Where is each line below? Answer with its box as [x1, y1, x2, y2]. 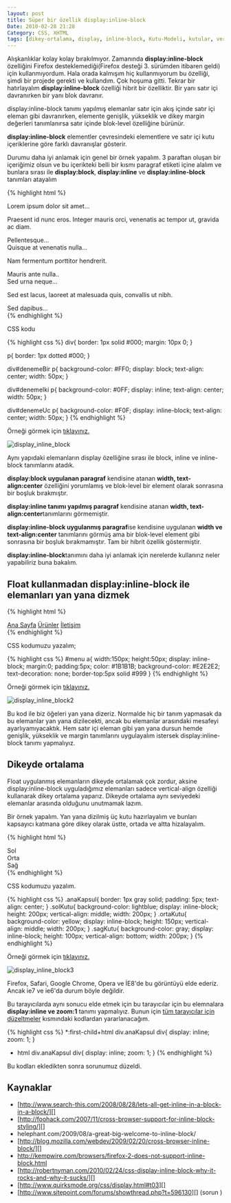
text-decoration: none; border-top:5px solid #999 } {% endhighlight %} [7, 669, 208, 678]
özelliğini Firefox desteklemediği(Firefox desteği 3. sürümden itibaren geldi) [7, 62, 221, 70]
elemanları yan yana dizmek [7, 589, 130, 600]
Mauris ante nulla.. [7, 270, 60, 279]
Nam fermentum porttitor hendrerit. [7, 256, 107, 265]
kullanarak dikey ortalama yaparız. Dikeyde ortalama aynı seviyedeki [7, 791, 201, 800]
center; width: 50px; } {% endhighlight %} [7, 414, 126, 422]
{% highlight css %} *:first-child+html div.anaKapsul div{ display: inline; [7, 1028, 210, 1036]
